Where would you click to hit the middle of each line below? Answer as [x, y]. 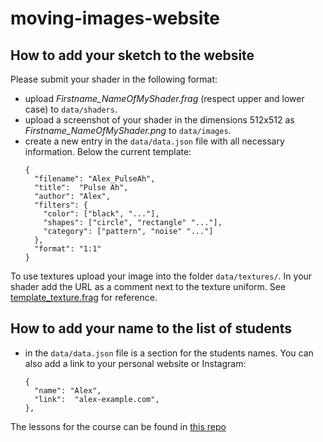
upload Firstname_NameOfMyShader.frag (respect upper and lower [164, 98]
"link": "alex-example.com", [97, 399]
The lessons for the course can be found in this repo [118, 426]
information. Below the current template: [108, 151]
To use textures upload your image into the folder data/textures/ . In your [161, 276]
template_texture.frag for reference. [84, 297]
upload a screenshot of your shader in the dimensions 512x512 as [159, 120]
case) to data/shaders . [71, 109]
